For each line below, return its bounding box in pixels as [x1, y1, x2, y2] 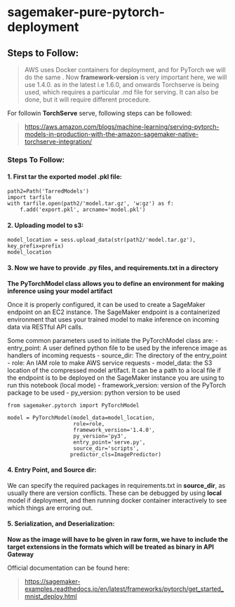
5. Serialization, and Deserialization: [7, 519, 115, 528]
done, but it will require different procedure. [24, 95, 151, 104]
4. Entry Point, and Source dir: [7, 465, 97, 474]
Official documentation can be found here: [7, 564, 130, 572]
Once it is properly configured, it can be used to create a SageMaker [7, 300, 206, 308]
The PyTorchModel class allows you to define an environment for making [7, 279, 224, 287]
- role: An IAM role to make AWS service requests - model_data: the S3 [7, 358, 213, 367]
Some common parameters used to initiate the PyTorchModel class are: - [7, 336, 219, 344]
